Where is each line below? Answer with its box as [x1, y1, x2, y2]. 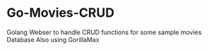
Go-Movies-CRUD [6, 5, 114, 21]
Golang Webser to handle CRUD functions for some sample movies [6, 28, 202, 36]
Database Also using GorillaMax [6, 35, 100, 43]
